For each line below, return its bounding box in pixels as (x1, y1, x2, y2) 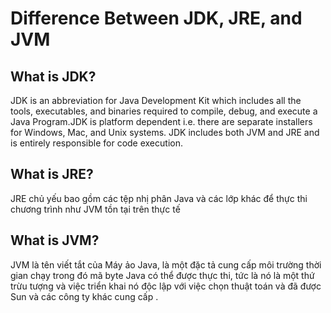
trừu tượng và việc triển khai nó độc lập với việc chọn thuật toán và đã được (10, 280, 322, 292)
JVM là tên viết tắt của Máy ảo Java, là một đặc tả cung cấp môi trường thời (10, 258, 322, 271)
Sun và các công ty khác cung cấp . (10, 290, 159, 302)
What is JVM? (10, 232, 100, 249)
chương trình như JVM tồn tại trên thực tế (10, 203, 181, 215)
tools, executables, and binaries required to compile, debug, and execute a (10, 105, 318, 117)
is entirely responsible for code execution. (10, 137, 183, 149)
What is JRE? (10, 166, 94, 183)
